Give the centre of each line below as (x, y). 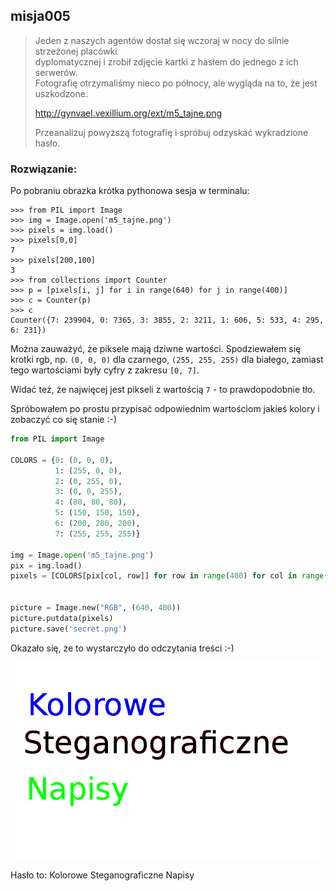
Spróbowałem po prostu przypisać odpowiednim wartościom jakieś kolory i (165, 409)
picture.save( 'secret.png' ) (69, 629)
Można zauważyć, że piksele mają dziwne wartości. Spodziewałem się (156, 349)
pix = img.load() (46, 565)
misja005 (40, 16)
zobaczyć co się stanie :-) (63, 420)
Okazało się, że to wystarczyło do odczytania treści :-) (122, 648)
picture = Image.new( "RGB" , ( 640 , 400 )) (96, 608)
